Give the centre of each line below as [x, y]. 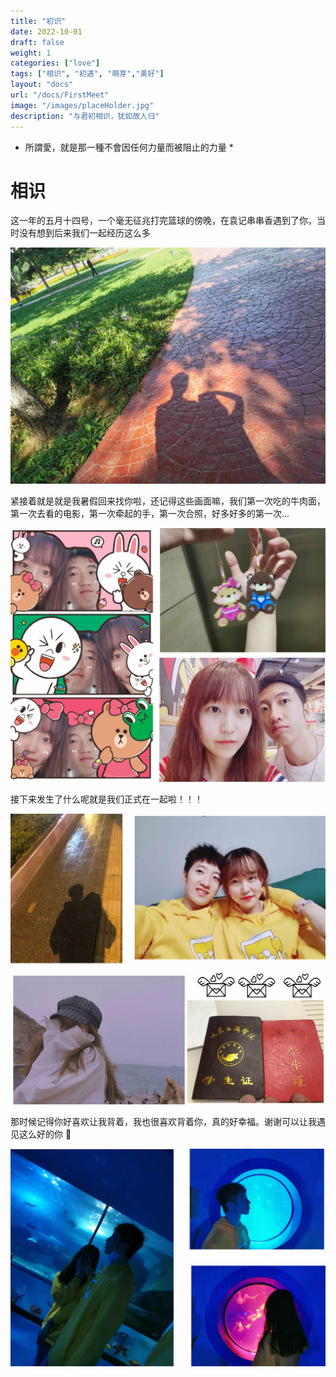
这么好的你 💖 [45, 1134]
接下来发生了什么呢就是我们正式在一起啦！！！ [106, 799]
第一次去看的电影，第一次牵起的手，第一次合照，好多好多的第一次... [150, 514]
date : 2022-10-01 [46, 31]
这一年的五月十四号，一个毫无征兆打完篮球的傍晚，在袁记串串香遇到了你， [163, 221]
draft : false [37, 42]
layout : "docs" [42, 85]
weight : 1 [31, 53]
